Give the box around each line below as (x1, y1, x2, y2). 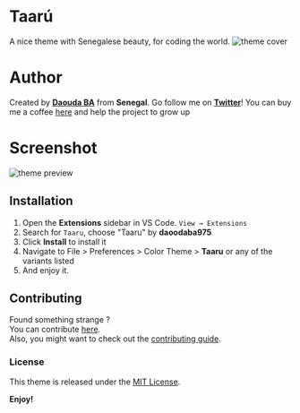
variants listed (21, 255, 74, 266)
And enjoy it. (21, 264, 69, 275)
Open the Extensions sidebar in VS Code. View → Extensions (21, 217, 248, 228)
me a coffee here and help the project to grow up (9, 106, 191, 117)
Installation (9, 194, 73, 209)
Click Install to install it (21, 236, 107, 247)
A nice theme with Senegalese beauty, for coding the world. (9, 36, 231, 47)
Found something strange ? (9, 314, 110, 325)
